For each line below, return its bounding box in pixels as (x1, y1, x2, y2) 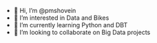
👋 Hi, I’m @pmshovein (13, 7, 76, 14)
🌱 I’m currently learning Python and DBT (13, 21, 128, 29)
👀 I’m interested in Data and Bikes (13, 14, 109, 22)
